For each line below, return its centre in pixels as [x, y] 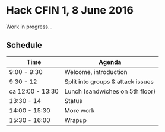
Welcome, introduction [96, 72]
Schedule [24, 45]
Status [73, 101]
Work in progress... [29, 27]
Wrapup [76, 120]
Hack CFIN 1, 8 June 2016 [70, 10]
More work [80, 110]
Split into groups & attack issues [109, 82]
